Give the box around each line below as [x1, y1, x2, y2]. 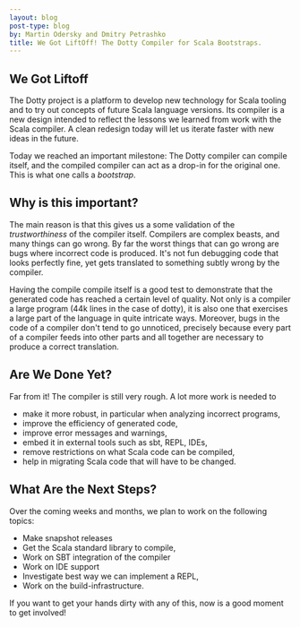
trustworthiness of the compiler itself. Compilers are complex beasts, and [9, 228, 280, 239]
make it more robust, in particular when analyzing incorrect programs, [21, 408, 280, 419]
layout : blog [9, 13, 58, 22]
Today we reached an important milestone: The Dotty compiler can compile [9, 150, 288, 161]
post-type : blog [9, 21, 70, 30]
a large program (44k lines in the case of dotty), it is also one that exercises [9, 303, 288, 313]
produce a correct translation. [9, 341, 119, 352]
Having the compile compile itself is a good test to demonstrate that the [9, 284, 273, 295]
